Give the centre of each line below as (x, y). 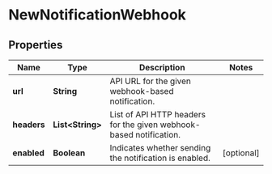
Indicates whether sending (160, 148)
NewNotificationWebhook (97, 15)
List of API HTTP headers (158, 115)
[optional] (241, 153)
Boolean (69, 153)
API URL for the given (151, 81)
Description (162, 68)
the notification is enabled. (160, 158)
